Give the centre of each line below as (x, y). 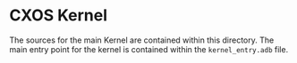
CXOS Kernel (59, 16)
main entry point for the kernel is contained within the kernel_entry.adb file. (149, 49)
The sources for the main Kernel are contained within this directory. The (142, 40)
